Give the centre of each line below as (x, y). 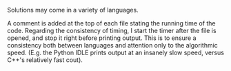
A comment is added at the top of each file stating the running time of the (111, 23)
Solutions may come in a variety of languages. (73, 10)
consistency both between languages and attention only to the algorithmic (113, 45)
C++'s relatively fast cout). (45, 60)
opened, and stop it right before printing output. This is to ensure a (102, 38)
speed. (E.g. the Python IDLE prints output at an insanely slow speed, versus (115, 52)
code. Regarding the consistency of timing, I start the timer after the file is (112, 31)
